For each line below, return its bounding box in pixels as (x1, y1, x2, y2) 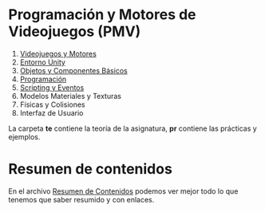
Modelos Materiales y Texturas (19, 91, 122, 100)
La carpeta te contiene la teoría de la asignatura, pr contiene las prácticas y (8, 124, 257, 133)
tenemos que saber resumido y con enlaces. (8, 194, 155, 204)
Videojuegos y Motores (19, 49, 97, 58)
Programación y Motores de (8, 6, 197, 24)
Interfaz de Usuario (19, 108, 84, 117)
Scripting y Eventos (19, 82, 85, 92)
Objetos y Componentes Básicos (19, 65, 128, 75)
